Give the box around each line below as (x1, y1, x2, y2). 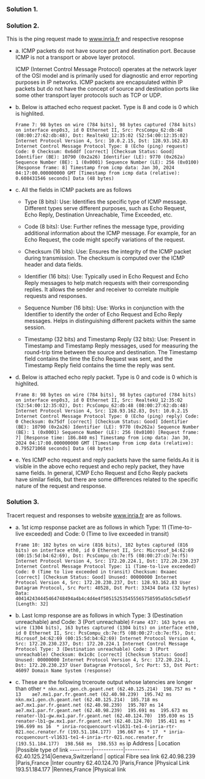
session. (24, 324, 46, 331)
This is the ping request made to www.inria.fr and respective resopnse (6, 36, 184, 43)
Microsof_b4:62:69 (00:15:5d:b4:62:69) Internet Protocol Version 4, (15, 635, 197, 642)
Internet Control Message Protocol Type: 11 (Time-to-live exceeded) (15, 563, 197, 569)
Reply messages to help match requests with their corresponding (24, 279, 189, 287)
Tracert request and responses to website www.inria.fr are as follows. (6, 511, 182, 519)
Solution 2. (6, 21, 40, 29)
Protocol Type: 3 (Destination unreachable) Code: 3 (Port (15, 646, 170, 652)
